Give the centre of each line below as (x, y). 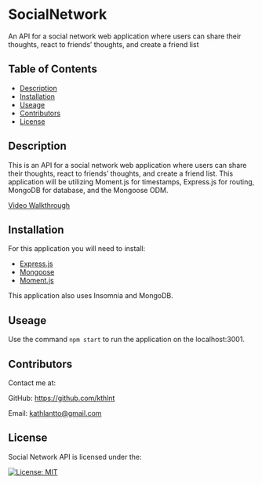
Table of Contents (53, 69)
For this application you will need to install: (77, 249)
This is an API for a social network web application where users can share (127, 165)
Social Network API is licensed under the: (75, 457)
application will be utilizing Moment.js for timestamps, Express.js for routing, (131, 181)
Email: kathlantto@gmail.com (55, 413)
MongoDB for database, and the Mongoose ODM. (88, 190)
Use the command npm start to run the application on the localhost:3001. (127, 340)
